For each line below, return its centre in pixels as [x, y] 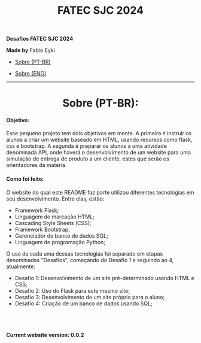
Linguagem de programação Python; [60, 242]
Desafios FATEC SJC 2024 [40, 38]
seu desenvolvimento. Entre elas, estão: [55, 199]
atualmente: [21, 266]
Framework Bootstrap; [42, 229]
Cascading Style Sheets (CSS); [53, 223]
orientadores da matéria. [36, 165]
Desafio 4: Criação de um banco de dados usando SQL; [83, 303]
